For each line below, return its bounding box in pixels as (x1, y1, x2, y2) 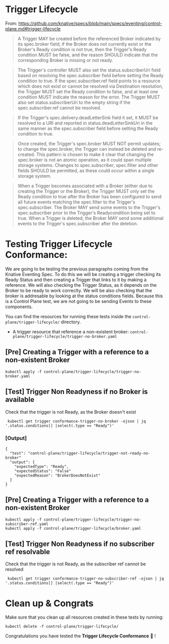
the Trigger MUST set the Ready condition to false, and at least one (17, 88, 158, 94)
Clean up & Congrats (5, 597, 94, 609)
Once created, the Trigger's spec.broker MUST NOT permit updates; (17, 141, 161, 147)
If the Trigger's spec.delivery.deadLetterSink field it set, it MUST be (17, 114, 158, 120)
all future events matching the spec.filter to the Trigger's (17, 199, 136, 205)
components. (5, 303, 33, 310)
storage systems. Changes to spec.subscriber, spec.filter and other (17, 162, 158, 168)
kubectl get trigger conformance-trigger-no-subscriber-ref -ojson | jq (7, 576, 164, 582)
